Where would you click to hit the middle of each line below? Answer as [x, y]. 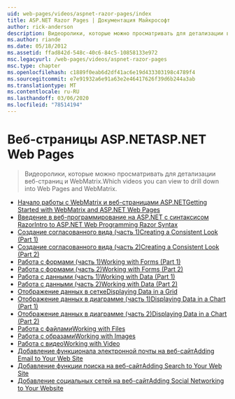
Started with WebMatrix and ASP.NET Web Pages [89, 209]
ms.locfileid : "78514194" [45, 105]
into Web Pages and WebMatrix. [71, 188]
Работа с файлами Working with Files [71, 328]
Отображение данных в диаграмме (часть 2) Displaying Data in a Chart [122, 314]
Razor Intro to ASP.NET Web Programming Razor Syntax [98, 224]
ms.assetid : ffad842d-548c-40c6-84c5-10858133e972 [83, 53]
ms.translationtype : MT [42, 85]
